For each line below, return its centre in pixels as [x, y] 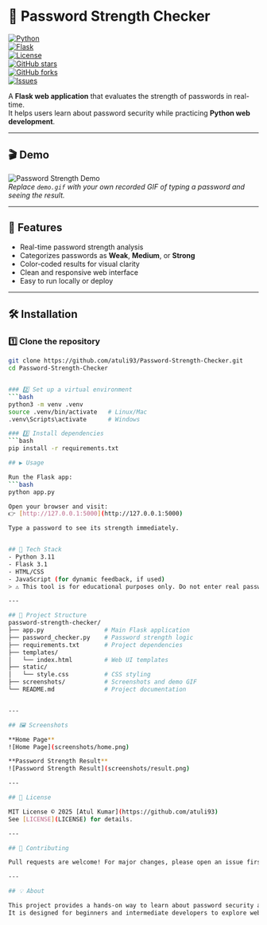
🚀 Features [35, 227]
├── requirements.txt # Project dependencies [95, 645]
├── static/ [28, 667]
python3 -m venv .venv [46, 404]
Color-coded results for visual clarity [80, 264]
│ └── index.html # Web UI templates [89, 660]
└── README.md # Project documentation [97, 689]
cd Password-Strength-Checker [58, 368]
